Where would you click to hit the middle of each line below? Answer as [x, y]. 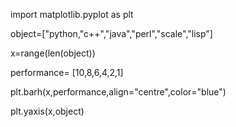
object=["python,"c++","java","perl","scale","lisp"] [111, 33]
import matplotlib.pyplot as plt [72, 14]
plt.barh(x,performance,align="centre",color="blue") [118, 92]
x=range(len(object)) [53, 53]
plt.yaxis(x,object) [47, 111]
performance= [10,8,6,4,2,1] [67, 72]
